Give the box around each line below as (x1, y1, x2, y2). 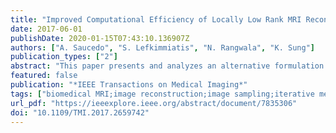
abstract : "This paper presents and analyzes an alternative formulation (10, 61, 325, 71)
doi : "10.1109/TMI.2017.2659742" (10, 107, 150, 118)
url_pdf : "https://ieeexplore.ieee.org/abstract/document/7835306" (10, 98, 298, 108)
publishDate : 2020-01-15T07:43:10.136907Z (10, 33, 190, 43)
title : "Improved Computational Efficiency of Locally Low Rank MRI (10, 14, 302, 25)
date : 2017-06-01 (10, 24, 83, 34)
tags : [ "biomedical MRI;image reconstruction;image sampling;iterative (10, 89, 315, 99)
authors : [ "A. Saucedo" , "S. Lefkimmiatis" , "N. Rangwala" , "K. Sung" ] (10, 42, 315, 53)
